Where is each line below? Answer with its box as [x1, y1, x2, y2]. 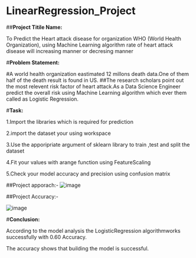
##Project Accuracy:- [6, 193, 59, 200]
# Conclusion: [6, 216, 40, 223]
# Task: [6, 107, 24, 114]
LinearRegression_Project [6, 4, 136, 18]
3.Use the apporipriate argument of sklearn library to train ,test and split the [6, 141, 190, 148]
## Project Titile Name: [6, 24, 63, 31]
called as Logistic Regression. [6, 95, 79, 102]
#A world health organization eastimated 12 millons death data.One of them [6, 70, 190, 77]
